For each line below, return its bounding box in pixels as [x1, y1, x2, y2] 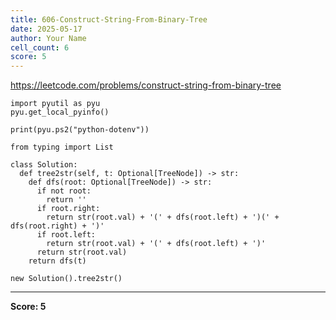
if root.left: [36, 230, 97, 240]
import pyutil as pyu [10, 99, 101, 109]
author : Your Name [10, 33, 87, 43]
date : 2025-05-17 [10, 24, 83, 34]
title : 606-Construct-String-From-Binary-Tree [10, 14, 208, 25]
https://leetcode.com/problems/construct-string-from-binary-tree [10, 79, 282, 91]
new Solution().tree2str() [10, 274, 123, 284]
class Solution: [10, 160, 78, 170]
